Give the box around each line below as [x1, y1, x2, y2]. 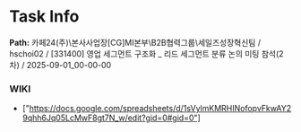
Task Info [9, 6, 80, 27]
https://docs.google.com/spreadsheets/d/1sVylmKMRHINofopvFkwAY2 [29, 103, 292, 114]
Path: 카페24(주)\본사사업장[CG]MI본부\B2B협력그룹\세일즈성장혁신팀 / [9, 37, 262, 48]
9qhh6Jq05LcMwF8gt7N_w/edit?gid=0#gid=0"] [21, 112, 202, 123]
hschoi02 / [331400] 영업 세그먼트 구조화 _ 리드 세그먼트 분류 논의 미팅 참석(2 [9, 48, 284, 59]
